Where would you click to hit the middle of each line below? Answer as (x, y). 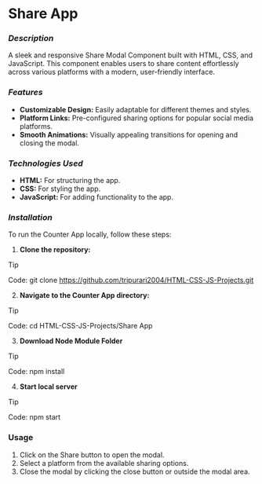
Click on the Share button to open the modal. (92, 455)
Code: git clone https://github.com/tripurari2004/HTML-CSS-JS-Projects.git (131, 280)
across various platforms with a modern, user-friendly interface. (112, 72)
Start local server (48, 387)
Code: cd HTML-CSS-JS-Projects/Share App (80, 326)
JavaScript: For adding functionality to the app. (96, 197)
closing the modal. (49, 143)
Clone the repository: (55, 250)
